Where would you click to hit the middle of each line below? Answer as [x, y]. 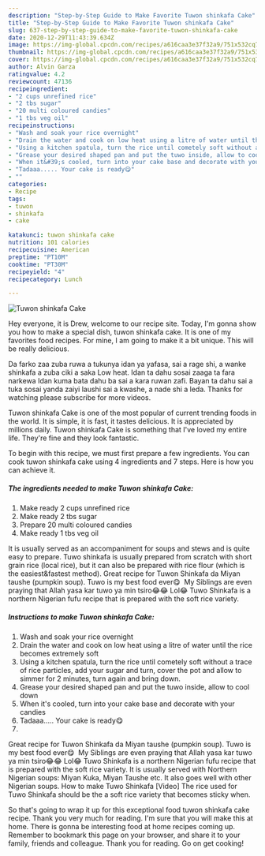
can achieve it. [32, 470]
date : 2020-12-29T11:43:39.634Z [61, 37]
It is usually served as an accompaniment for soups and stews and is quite [129, 548]
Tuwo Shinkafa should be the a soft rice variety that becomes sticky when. [129, 794]
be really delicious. [39, 349]
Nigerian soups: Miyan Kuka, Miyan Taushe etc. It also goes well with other [130, 778]
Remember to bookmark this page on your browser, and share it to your [124, 835]
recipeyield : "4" [37, 272]
